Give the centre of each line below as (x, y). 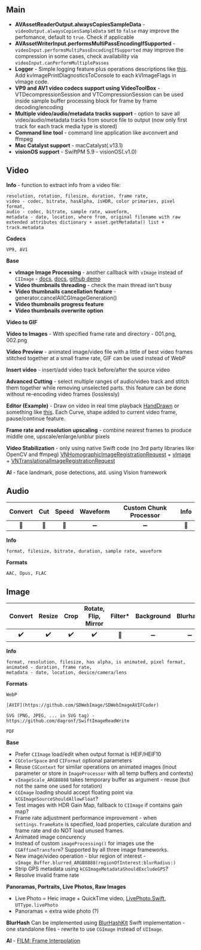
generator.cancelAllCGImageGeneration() (66, 298)
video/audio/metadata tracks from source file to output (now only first (101, 120)
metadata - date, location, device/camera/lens (67, 673)
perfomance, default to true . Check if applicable (74, 37)
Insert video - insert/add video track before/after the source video (88, 370)
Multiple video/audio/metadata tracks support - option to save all (97, 113)
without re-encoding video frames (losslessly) (63, 394)
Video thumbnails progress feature (59, 304)
